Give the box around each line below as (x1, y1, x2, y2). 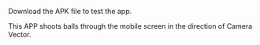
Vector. (8, 30, 32, 39)
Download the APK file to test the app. (8, 7, 132, 16)
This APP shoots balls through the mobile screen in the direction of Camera (8, 22, 253, 30)
